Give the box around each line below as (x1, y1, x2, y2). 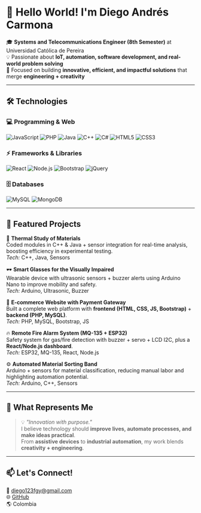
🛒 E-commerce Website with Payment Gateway (6, 299, 126, 306)
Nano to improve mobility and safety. (6, 281, 97, 288)
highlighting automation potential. (6, 374, 89, 381)
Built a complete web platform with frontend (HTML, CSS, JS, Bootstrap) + (6, 305, 191, 312)
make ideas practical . (20, 431, 76, 439)
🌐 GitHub (6, 493, 29, 500)
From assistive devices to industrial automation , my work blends (20, 438, 184, 445)
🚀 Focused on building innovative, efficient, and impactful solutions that (6, 66, 187, 74)
